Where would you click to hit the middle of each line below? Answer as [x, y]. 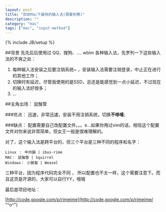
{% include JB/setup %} [30, 42]
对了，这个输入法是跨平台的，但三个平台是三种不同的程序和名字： [73, 142]
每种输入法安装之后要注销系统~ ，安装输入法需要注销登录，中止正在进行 [86, 70]
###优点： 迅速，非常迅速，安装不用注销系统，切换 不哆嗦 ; [65, 114]
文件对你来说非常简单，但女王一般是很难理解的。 [55, 131]
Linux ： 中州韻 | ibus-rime [34, 152]
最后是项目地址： [23, 190]
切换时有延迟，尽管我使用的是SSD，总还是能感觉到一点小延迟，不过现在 [86, 82]
